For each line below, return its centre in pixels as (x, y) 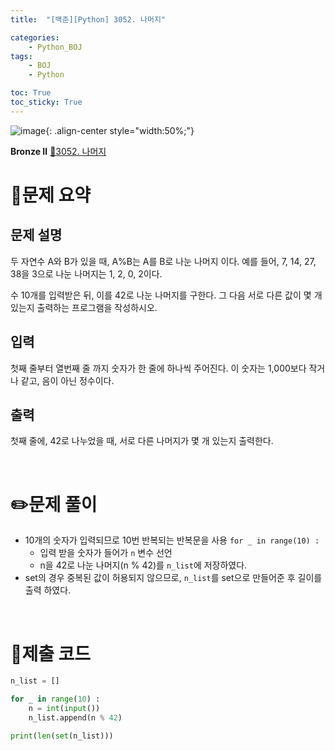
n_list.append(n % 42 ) (75, 717)
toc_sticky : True (46, 102)
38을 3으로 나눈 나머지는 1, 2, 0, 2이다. (86, 273)
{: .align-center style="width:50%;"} (120, 130)
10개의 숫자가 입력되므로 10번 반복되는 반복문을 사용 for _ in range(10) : (172, 540)
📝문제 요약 (51, 195)
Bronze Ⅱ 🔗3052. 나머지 (58, 151)
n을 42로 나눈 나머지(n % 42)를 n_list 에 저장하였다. (143, 565)
